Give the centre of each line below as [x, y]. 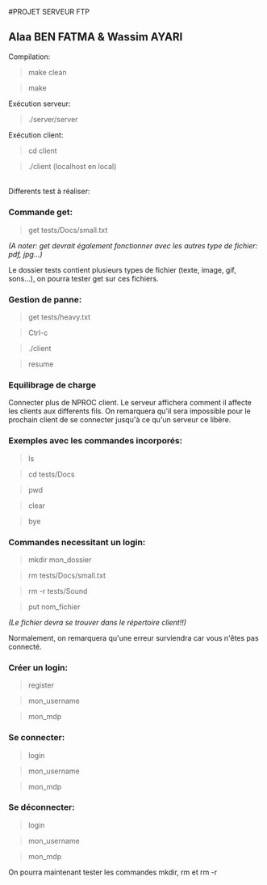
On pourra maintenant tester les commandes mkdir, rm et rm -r [113, 872]
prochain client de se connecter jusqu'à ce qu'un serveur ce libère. [120, 420]
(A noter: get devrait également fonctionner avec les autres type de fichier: [133, 245]
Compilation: [29, 57]
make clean [47, 72]
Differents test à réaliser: [49, 191]
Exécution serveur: [40, 104]
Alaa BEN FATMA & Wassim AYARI [96, 37]
